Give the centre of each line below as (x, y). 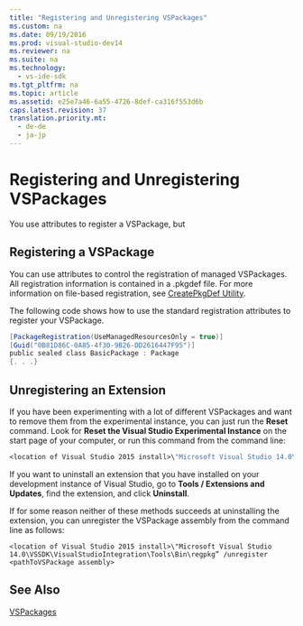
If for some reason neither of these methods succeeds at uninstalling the (144, 511)
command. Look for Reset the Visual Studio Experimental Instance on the (148, 430)
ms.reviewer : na (40, 51)
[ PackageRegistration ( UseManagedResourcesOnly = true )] (116, 336)
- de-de (32, 127)
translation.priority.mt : (58, 118)
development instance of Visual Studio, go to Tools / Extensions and (137, 483)
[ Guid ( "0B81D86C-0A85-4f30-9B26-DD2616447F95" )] (102, 345)
